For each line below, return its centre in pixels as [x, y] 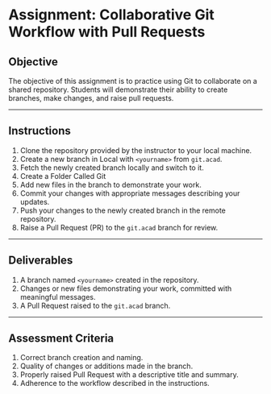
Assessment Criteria [61, 339]
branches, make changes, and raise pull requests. [91, 98]
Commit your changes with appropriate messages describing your [130, 193]
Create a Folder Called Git [63, 176]
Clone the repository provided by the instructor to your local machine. [136, 150]
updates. [35, 201]
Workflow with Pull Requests [107, 32]
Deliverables [41, 261]
